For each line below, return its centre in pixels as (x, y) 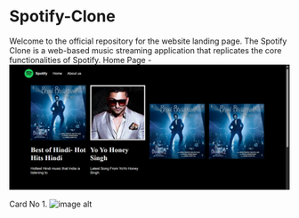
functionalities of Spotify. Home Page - (81, 60)
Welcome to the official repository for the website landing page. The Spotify (148, 41)
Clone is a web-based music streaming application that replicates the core (145, 50)
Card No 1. (28, 204)
